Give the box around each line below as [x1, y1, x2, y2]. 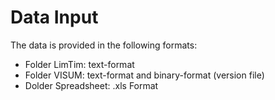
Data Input [10, 6, 99, 29]
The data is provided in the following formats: [10, 39, 198, 51]
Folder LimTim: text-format [24, 58, 135, 70]
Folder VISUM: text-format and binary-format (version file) [24, 69, 265, 81]
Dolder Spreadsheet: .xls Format [24, 79, 159, 91]
